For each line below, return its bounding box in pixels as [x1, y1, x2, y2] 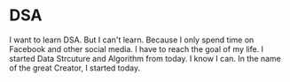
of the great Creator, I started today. [9, 63, 140, 73]
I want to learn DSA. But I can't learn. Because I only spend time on [9, 34, 255, 45]
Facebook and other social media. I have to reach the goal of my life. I [9, 43, 264, 54]
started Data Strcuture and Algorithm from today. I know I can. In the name [9, 53, 282, 63]
